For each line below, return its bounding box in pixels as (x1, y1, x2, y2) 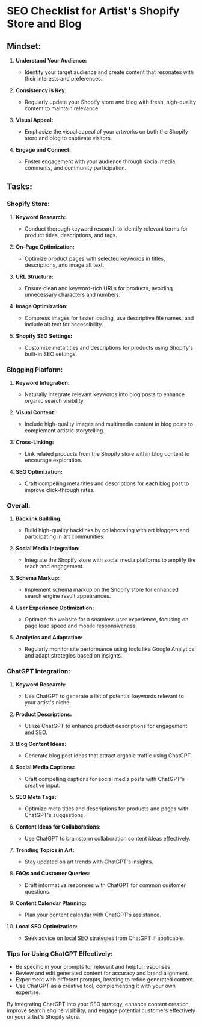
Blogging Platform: (7, 365, 63, 374)
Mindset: (7, 41, 41, 51)
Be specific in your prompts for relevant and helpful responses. (15, 963, 172, 970)
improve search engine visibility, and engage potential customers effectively (7, 1007, 196, 1014)
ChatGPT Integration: (7, 667, 71, 676)
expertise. (15, 989, 41, 996)
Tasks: (7, 182, 32, 192)
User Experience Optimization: (15, 604, 94, 612)
